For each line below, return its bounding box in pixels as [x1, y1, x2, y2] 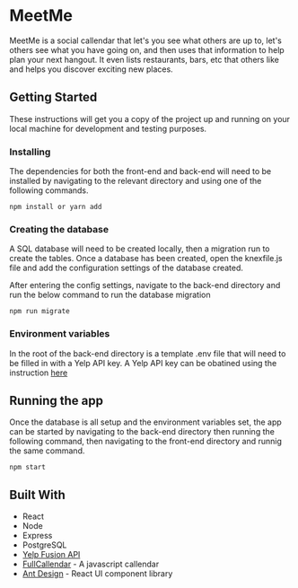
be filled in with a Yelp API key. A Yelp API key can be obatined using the [9, 357, 277, 368]
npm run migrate [9, 307, 70, 316]
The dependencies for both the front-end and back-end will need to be [9, 166, 272, 177]
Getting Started [9, 90, 98, 105]
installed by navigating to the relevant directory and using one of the [9, 176, 262, 187]
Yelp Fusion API [22, 549, 81, 560]
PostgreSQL [22, 540, 67, 550]
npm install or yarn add [9, 203, 102, 212]
